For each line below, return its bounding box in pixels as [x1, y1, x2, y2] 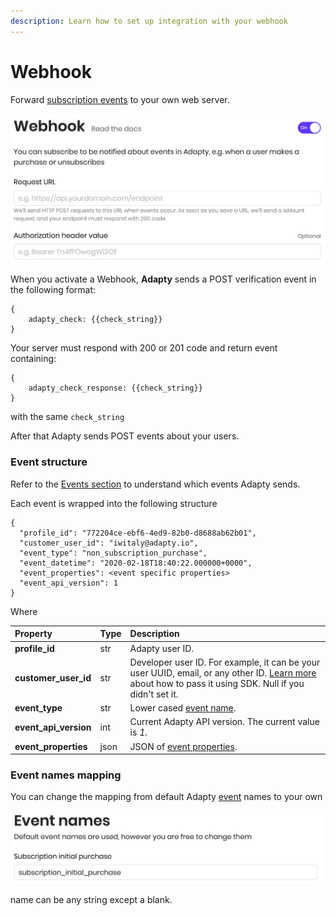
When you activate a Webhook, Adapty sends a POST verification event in [10, 273, 317, 285]
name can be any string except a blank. [10, 893, 173, 905]
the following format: [10, 284, 97, 296]
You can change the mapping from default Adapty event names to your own [10, 791, 323, 803]
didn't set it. [129, 688, 179, 700]
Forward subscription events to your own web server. [10, 93, 230, 105]
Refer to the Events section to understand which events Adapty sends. [10, 478, 301, 490]
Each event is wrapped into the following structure [10, 497, 218, 509]
